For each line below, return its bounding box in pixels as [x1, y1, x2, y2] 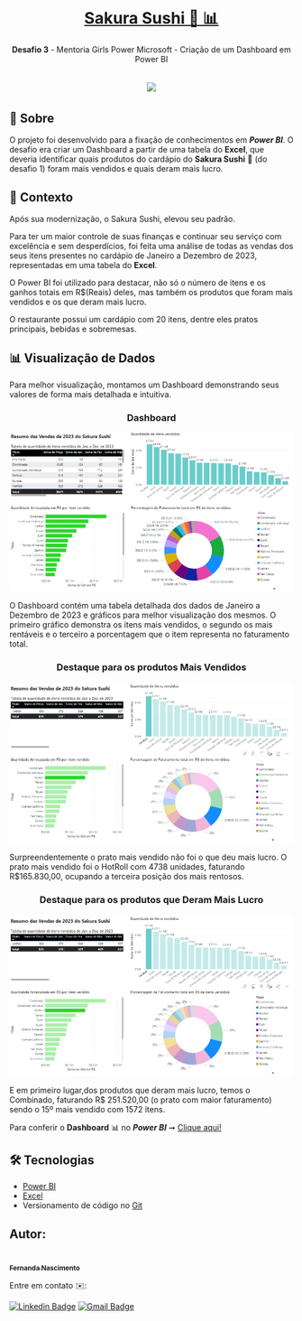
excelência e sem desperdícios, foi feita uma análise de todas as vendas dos [9, 240, 294, 251]
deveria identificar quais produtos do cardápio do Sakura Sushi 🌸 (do [9, 153, 268, 164]
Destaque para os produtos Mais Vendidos [56, 661, 247, 674]
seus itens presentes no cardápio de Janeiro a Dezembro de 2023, [9, 250, 258, 261]
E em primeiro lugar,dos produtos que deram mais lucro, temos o [9, 1084, 251, 1095]
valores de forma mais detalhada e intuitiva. [9, 388, 172, 399]
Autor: [9, 1226, 47, 1242]
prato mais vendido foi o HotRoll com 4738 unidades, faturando [9, 861, 245, 872]
